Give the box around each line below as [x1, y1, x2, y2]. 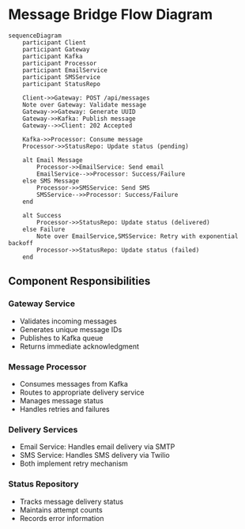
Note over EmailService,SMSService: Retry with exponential [36, 232, 239, 240]
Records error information [19, 513, 104, 523]
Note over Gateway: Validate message [22, 100, 147, 108]
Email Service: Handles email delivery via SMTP [19, 442, 175, 452]
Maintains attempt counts [19, 504, 103, 515]
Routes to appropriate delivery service [19, 387, 145, 397]
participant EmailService [22, 66, 108, 74]
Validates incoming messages [19, 316, 117, 326]
